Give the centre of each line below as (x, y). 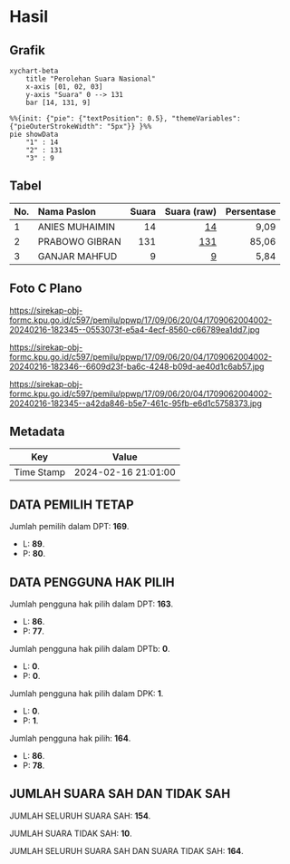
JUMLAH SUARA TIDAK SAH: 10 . (71, 833)
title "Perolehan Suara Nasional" (91, 79)
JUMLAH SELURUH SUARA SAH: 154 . (80, 815)
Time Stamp (40, 472)
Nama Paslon (67, 211)
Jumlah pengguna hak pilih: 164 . (70, 738)
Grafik (27, 50)
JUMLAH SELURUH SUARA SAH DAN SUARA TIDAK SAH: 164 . (127, 850)
